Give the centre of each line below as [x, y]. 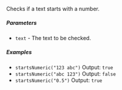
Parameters [22, 22]
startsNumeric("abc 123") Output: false [66, 74]
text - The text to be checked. [53, 38]
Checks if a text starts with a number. [53, 9]
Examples [19, 52]
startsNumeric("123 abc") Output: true [64, 67]
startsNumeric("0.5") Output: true [59, 80]
